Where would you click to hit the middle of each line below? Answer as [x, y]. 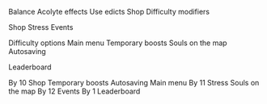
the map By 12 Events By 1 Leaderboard [74, 91]
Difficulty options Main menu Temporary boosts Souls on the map [118, 43]
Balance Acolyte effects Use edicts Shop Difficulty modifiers [109, 12]
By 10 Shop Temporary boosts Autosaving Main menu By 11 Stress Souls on [134, 83]
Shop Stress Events [41, 27]
